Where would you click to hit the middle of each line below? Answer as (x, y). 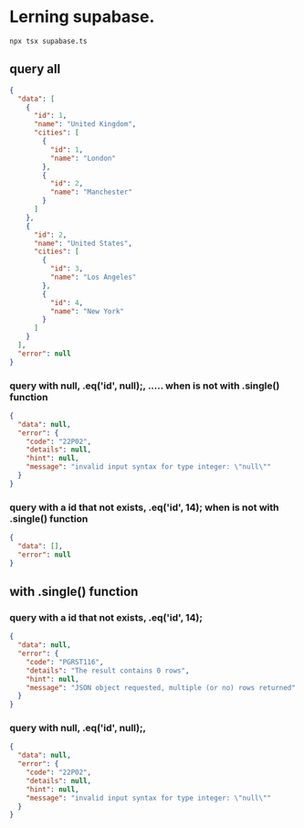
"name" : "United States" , (83, 243)
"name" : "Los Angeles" (93, 277)
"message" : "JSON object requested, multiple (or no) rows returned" (161, 687)
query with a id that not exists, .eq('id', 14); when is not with (144, 507)
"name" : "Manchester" (91, 192)
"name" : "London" (83, 158)
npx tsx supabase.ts (49, 41)
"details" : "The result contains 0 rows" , (108, 670)
